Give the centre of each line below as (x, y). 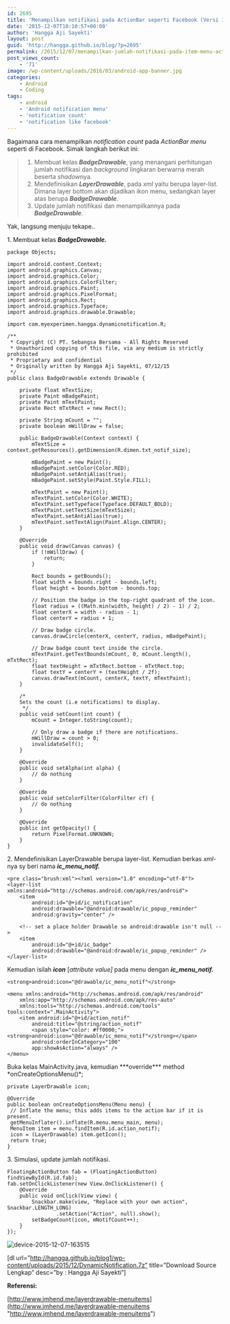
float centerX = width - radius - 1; (85, 612)
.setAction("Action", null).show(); (108, 1214)
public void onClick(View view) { (68, 1196)
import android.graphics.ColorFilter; (62, 282)
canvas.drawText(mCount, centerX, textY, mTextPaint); (112, 678)
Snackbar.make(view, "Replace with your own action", (110, 1202)
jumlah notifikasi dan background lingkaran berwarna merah (119, 169)
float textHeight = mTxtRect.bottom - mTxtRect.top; (108, 666)
